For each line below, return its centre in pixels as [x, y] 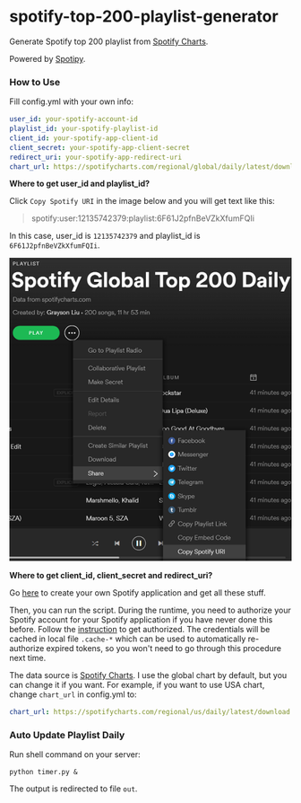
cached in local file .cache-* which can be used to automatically [128, 639]
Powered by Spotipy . [47, 58]
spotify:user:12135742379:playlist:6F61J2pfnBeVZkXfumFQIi [143, 218]
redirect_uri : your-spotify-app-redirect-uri [95, 157]
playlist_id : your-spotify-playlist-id [84, 129]
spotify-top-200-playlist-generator [144, 17]
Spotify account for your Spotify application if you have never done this [141, 620]
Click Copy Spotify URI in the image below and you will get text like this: [142, 201]
